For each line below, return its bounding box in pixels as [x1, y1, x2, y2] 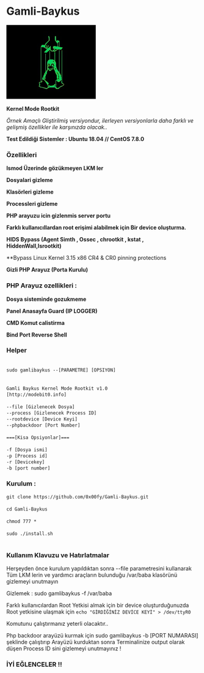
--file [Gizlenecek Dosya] [6, 403, 75, 410]
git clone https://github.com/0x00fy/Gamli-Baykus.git [6, 494, 149, 500]
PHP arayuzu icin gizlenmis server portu [6, 212, 111, 219]
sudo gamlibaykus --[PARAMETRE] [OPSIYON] [6, 367, 116, 373]
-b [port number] [6, 465, 51, 471]
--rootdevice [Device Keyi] [6, 416, 78, 422]
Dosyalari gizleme [6, 177, 53, 184]
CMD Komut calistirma [6, 319, 65, 326]
